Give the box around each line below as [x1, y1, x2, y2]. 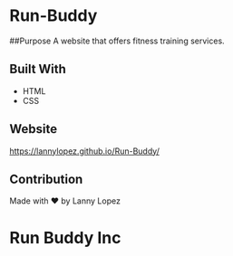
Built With [9, 62, 66, 77]
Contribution [9, 171, 83, 186]
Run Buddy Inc [9, 227, 121, 248]
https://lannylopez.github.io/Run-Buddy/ [9, 146, 160, 156]
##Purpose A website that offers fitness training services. [9, 35, 225, 46]
